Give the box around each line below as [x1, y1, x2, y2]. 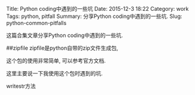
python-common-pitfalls [6, 20, 67, 26]
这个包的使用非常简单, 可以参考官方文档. [6, 57, 107, 64]
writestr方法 [6, 82, 36, 90]
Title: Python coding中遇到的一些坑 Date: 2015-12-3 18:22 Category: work [6, 5, 189, 12]
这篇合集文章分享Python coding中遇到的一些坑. [6, 32, 123, 39]
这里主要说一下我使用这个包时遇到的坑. [6, 70, 104, 76]
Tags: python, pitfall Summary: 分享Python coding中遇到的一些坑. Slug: [6, 13, 182, 20]
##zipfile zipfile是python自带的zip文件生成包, [6, 44, 119, 51]
